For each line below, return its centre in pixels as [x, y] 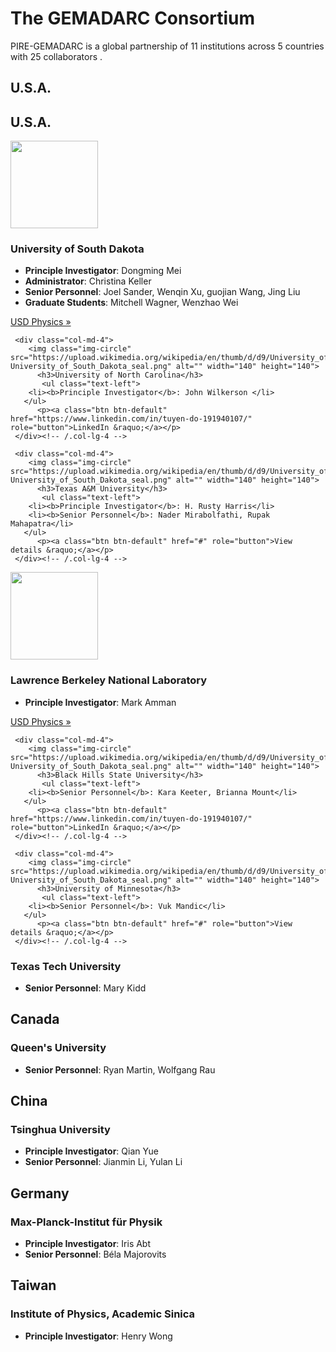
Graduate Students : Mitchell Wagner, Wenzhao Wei [131, 303]
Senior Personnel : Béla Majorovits [95, 1254]
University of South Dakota [77, 249]
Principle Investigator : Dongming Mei [103, 271]
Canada [35, 1019]
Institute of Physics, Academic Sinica [103, 1314]
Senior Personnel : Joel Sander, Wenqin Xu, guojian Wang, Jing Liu [162, 292]
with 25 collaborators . [56, 56]
